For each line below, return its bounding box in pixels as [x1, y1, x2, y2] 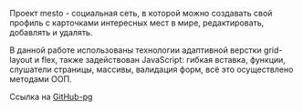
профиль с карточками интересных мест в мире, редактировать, [9, 17, 265, 28]
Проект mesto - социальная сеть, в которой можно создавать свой [9, 8, 273, 18]
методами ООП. [9, 74, 72, 85]
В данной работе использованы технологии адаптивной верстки [9, 45, 262, 55]
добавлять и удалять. [9, 27, 93, 37]
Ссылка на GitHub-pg [9, 91, 93, 102]
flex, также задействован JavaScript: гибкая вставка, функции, [41, 55, 286, 65]
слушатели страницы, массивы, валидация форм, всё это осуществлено [9, 64, 294, 75]
